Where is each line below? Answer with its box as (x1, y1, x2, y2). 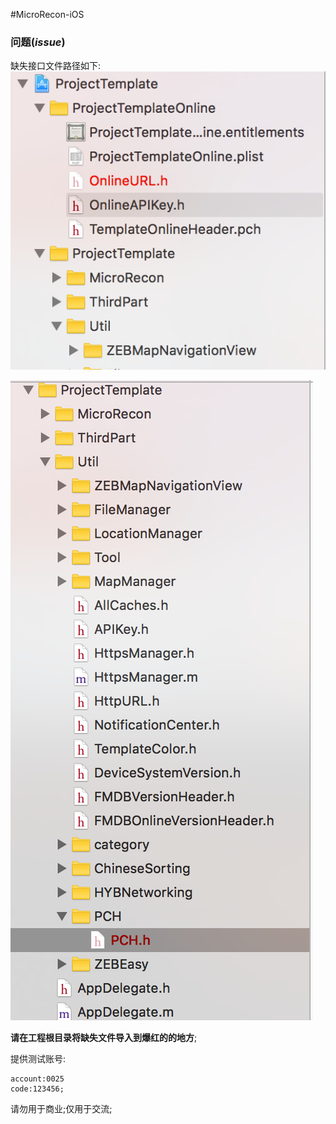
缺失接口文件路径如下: (10, 60, 102, 72)
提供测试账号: (10, 1053, 67, 1065)
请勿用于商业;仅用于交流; (10, 1103, 113, 1115)
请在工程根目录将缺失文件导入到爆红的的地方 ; (10, 1032, 198, 1044)
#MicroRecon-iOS (10, 9, 85, 20)
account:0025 (10, 1074, 65, 1084)
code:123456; (10, 1084, 65, 1094)
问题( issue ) (10, 35, 66, 49)
